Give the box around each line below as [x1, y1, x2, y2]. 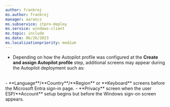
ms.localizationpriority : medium [5, 40, 76, 45]
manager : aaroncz [5, 17, 42, 22]
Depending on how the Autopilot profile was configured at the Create [12, 54, 158, 60]
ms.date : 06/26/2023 [5, 36, 49, 41]
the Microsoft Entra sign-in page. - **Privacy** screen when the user [5, 85, 152, 91]
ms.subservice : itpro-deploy [5, 21, 67, 27]
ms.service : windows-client [5, 26, 65, 31]
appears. [5, 96, 24, 102]
